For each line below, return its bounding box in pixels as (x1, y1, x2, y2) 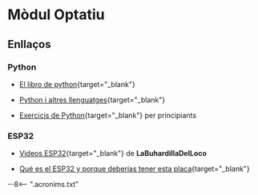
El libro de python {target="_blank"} (18, 79, 135, 89)
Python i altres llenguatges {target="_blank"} (18, 94, 166, 105)
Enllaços (7, 38, 51, 51)
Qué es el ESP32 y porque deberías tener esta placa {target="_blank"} (18, 164, 250, 173)
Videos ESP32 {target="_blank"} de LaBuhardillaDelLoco (18, 149, 208, 158)
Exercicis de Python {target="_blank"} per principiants (18, 110, 197, 120)
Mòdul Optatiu (7, 6, 105, 24)
